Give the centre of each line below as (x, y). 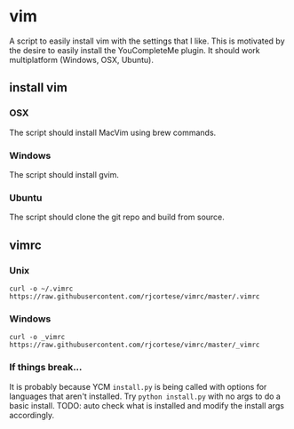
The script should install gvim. (64, 174)
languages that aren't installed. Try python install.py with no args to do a (145, 396)
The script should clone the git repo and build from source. (117, 217)
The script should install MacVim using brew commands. (113, 132)
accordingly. (32, 415)
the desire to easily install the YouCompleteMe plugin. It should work (135, 50)
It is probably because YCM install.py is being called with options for (138, 386)
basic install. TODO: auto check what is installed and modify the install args (147, 405)
